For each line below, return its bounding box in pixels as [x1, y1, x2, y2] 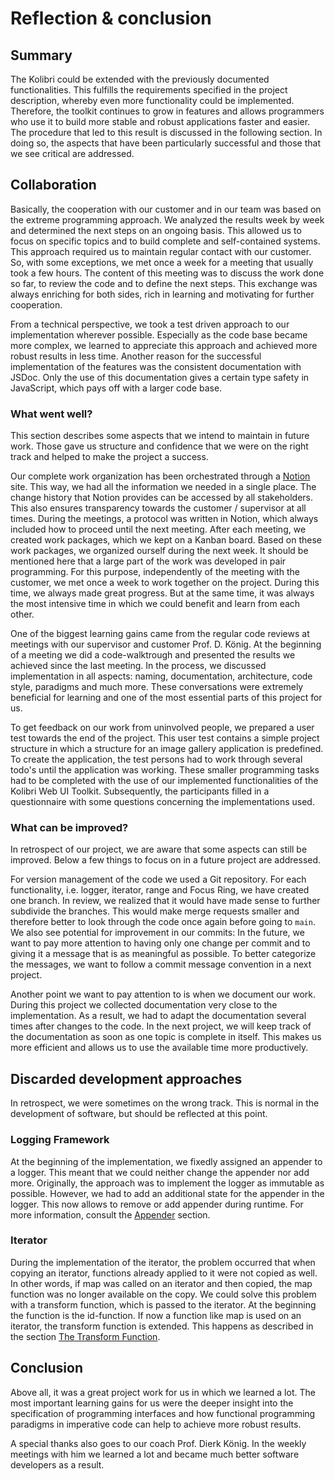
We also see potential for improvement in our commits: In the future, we [10, 927, 305, 939]
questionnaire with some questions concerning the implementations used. [10, 796, 315, 808]
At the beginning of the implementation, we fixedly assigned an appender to [10, 1155, 323, 1167]
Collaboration [10, 177, 97, 194]
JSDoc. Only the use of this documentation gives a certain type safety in [10, 371, 310, 383]
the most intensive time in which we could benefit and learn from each [10, 598, 301, 610]
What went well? [10, 407, 93, 421]
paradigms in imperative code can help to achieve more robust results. [10, 1418, 302, 1430]
